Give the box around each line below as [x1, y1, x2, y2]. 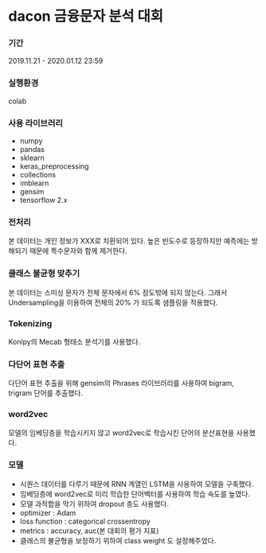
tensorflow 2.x [19, 196, 68, 205]
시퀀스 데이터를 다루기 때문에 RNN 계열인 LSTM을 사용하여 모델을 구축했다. [19, 479, 254, 489]
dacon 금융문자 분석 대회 [8, 7, 163, 25]
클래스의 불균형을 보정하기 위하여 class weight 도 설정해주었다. [19, 535, 217, 545]
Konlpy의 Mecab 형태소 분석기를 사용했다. [8, 337, 141, 346]
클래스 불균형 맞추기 [8, 268, 80, 279]
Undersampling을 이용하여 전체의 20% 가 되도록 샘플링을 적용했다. [8, 298, 218, 307]
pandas [19, 145, 45, 154]
